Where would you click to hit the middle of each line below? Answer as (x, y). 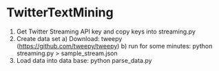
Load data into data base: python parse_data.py (84, 60)
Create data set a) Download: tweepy (69, 38)
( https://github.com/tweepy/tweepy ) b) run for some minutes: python (114, 46)
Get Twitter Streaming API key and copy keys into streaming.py (106, 31)
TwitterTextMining (60, 13)
